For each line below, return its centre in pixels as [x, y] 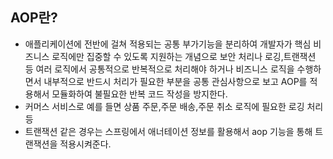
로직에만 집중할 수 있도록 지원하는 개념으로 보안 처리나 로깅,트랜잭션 [184, 56]
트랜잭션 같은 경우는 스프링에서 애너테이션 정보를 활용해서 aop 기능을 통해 [168, 131]
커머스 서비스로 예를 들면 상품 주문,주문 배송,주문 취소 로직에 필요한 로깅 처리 [174, 106]
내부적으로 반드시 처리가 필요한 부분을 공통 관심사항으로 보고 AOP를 [175, 81]
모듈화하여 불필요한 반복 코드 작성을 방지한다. [139, 94]
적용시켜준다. [85, 144]
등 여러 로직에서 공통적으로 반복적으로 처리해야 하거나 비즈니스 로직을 [159, 69]
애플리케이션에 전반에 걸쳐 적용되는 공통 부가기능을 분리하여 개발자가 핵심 [168, 44]
